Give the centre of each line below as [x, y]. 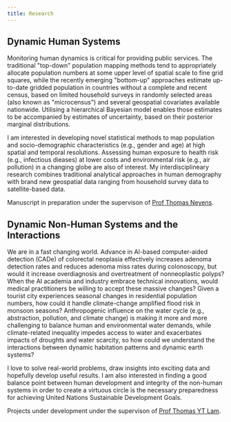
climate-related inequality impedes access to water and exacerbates [104, 333]
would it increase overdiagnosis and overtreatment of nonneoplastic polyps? [116, 274]
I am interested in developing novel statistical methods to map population [111, 138]
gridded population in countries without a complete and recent [119, 88]
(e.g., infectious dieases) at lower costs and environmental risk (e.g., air [109, 160]
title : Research [30, 13]
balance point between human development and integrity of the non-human [115, 383]
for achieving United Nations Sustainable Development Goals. [95, 398]
